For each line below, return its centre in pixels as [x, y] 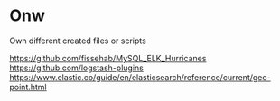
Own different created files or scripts [78, 41]
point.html [28, 87]
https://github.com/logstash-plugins [77, 68]
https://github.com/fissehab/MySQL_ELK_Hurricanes [108, 58]
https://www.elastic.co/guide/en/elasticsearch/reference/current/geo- [140, 77]
